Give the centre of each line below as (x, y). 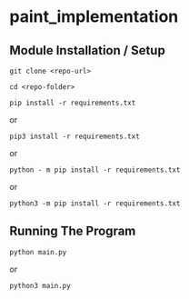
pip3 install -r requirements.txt (75, 136)
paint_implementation (94, 17)
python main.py (38, 252)
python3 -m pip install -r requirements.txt (95, 204)
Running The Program (73, 231)
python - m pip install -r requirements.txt (95, 170)
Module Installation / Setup (87, 50)
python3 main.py (40, 285)
